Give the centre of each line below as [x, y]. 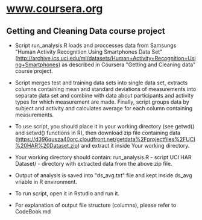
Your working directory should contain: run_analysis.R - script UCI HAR [103, 157]
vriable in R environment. [46, 182]
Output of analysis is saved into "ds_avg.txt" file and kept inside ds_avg [103, 175]
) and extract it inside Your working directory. [134, 146]
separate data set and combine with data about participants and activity [104, 96]
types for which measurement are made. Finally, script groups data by [102, 102]
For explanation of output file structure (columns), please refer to [96, 205]
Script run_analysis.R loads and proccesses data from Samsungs [96, 45]
